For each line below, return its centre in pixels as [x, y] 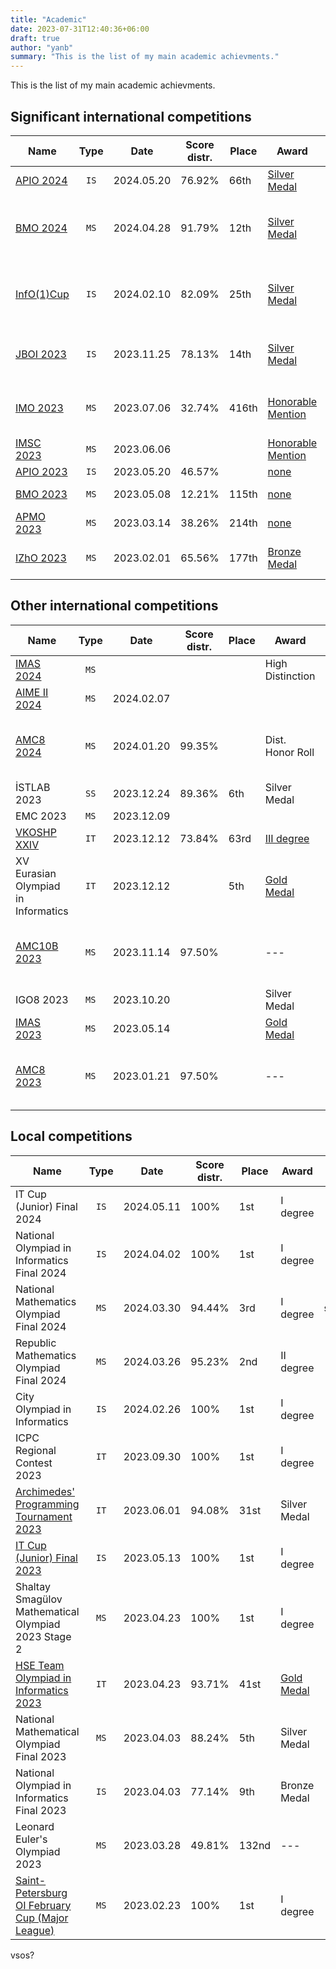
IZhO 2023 [41, 558]
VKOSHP [36, 832]
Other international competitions [114, 606]
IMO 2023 [39, 408]
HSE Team [40, 1665]
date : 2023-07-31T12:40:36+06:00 [80, 29]
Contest [34, 1463]
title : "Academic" [48, 19]
